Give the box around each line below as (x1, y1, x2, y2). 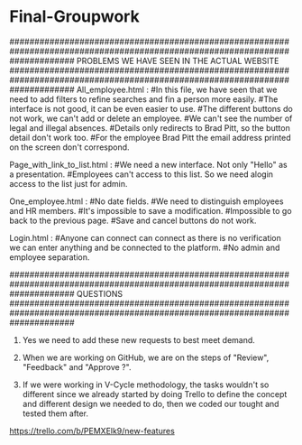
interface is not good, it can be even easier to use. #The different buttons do (9, 103, 293, 114)
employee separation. (9, 251, 90, 263)
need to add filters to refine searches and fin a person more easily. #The (9, 93, 279, 105)
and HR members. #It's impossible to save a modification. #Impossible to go (9, 205, 292, 216)
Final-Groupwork (9, 6, 140, 27)
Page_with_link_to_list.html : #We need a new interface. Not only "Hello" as (9, 159, 288, 170)
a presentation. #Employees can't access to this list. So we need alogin (9, 169, 273, 180)
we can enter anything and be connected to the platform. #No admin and (9, 242, 280, 253)
